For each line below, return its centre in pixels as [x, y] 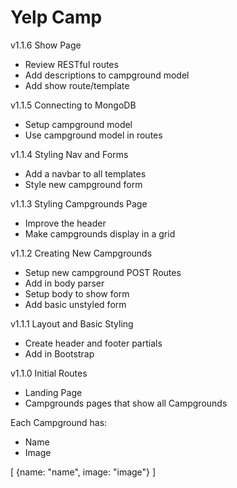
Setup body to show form [77, 293]
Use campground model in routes [93, 135]
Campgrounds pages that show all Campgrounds [126, 403]
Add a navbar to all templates [85, 173]
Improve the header [65, 223]
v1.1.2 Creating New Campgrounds [81, 253]
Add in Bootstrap [59, 353]
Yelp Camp [56, 17]
